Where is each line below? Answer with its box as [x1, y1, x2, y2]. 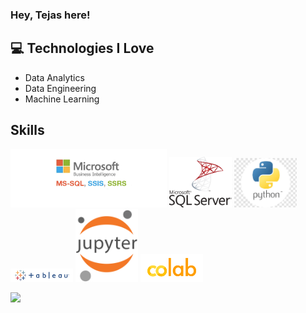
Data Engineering [24, 82, 97, 94]
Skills [10, 122, 45, 139]
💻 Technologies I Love [10, 40, 155, 57]
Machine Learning [24, 93, 100, 105]
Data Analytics [24, 71, 85, 83]
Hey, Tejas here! [10, 8, 91, 22]
